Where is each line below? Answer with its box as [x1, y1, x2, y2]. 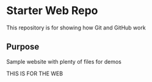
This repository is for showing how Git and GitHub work [6, 24, 146, 31]
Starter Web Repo [6, 4, 98, 18]
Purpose [6, 42, 40, 52]
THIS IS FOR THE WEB [6, 70, 63, 77]
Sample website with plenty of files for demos [6, 58, 122, 65]
